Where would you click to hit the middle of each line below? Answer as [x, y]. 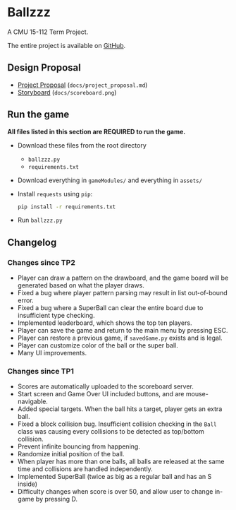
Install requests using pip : [55, 194]
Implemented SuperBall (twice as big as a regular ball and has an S [114, 477]
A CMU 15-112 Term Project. [48, 32]
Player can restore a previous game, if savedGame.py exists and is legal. [120, 338]
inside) [27, 484]
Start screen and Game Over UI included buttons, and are [101, 394]
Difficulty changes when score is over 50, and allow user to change [115, 492]
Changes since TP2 [41, 262]
